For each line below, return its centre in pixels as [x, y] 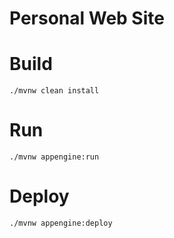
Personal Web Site [87, 18]
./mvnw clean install [54, 91]
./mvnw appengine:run [54, 157]
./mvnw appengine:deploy [61, 223]
